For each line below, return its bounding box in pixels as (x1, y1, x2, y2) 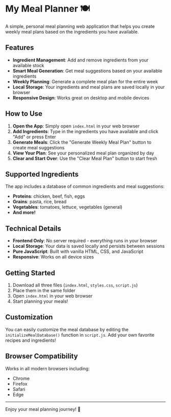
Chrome (12, 375, 30, 381)
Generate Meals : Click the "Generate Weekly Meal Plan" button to (12, 139, 152, 145)
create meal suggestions (12, 144, 65, 150)
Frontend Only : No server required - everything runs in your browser (12, 238, 158, 244)
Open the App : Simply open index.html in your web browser (12, 123, 140, 129)
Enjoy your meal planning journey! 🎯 (5, 406, 81, 412)
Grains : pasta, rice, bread (12, 199, 67, 205)
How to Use (5, 109, 43, 118)
